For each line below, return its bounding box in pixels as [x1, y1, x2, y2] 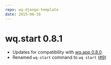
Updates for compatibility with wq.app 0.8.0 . [12, 49, 103, 55]
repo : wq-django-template [5, 7, 58, 12]
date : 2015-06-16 [5, 12, 41, 17]
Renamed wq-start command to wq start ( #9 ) [12, 55, 107, 61]
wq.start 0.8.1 [5, 33, 63, 44]
